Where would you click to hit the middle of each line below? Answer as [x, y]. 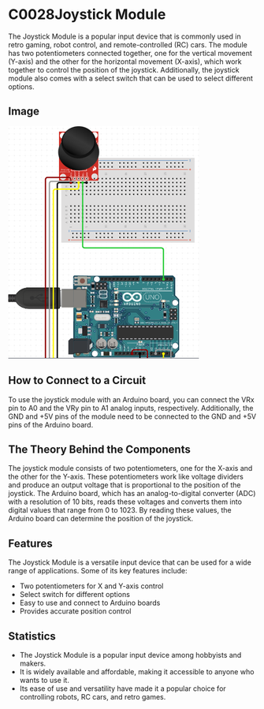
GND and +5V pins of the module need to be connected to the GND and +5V [132, 416]
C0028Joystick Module [87, 15]
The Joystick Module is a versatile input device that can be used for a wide [130, 562]
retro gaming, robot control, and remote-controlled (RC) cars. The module [128, 44]
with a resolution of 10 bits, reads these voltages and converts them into [125, 502]
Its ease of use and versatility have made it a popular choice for [123, 688]
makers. [33, 663]
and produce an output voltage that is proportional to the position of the [125, 485]
